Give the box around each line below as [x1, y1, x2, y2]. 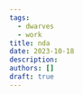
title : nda [9, 38, 51, 48]
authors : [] [9, 64, 54, 73]
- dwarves [17, 22, 54, 31]
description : [9, 55, 59, 64]
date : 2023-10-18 [9, 47, 75, 56]
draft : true [9, 72, 54, 81]
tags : [9, 13, 30, 23]
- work [17, 30, 42, 39]
